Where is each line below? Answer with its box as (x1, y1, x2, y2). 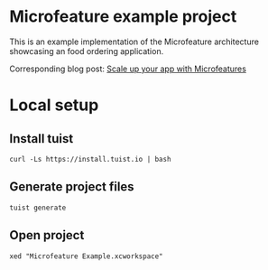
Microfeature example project (9, 6, 237, 27)
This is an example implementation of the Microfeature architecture (9, 36, 260, 47)
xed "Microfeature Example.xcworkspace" (9, 251, 164, 261)
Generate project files (9, 179, 134, 195)
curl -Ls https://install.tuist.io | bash (9, 154, 171, 163)
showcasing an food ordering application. (9, 45, 164, 56)
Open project (9, 228, 85, 243)
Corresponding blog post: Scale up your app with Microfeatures (9, 63, 246, 74)
